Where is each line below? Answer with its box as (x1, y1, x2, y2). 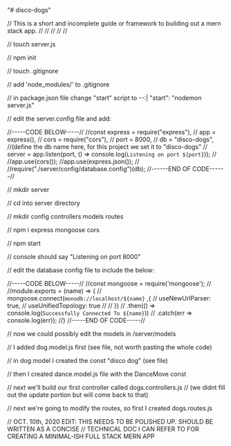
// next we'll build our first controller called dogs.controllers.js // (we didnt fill (7, 384, 225, 391)
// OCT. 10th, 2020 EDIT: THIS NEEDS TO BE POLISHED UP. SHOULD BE (7, 418, 213, 425)
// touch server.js (7, 40, 56, 48)
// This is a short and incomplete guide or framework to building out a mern (7, 19, 221, 27)
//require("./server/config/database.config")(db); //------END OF (7, 165, 192, 172)
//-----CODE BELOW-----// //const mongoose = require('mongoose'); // (7, 280, 212, 287)
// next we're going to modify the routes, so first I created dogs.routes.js (7, 404, 213, 412)
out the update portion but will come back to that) (7, 391, 149, 399)
